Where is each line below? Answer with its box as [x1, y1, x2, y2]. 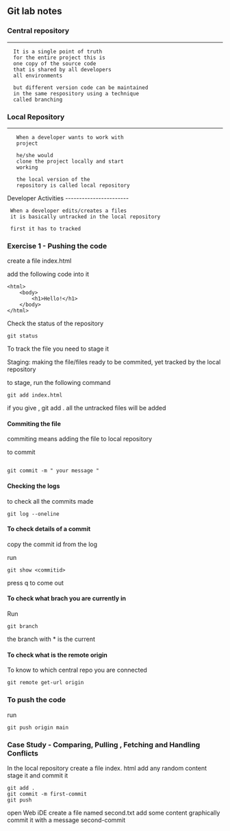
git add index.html [7, 392, 63, 399]
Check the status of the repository [7, 319, 104, 328]
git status [7, 333, 38, 340]
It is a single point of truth [13, 48, 103, 55]
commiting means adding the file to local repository [7, 435, 153, 443]
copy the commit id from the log [7, 540, 98, 548]
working [16, 164, 38, 171]
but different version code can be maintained [13, 84, 149, 91]
